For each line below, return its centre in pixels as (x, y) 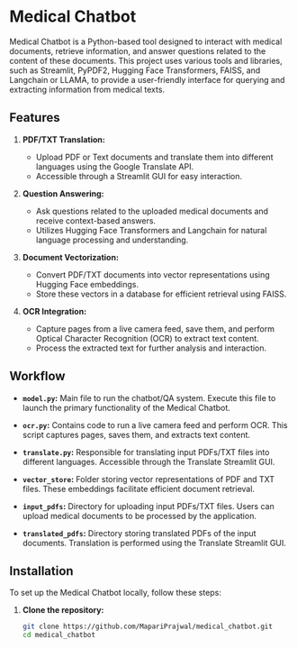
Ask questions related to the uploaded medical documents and (152, 211)
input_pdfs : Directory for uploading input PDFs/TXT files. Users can (148, 506)
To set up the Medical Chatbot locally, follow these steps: (116, 593)
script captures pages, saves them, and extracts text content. (136, 434)
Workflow (37, 376)
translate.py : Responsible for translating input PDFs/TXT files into (146, 452)
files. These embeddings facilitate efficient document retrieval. (138, 488)
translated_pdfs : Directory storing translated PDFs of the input (139, 533)
